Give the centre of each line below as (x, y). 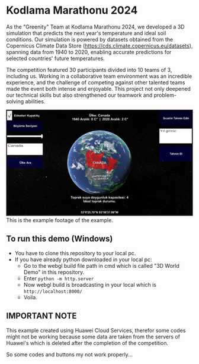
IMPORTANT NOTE (41, 316)
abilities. (35, 101)
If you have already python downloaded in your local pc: (83, 259)
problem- (165, 95)
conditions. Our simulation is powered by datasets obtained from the (90, 39)
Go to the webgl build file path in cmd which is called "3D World (101, 265)
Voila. (30, 297)
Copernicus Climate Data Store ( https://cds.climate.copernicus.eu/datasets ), (99, 46)
